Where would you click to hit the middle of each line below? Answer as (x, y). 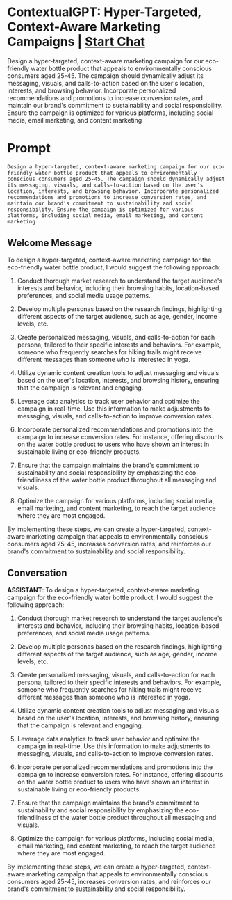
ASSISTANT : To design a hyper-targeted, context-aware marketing (103, 590)
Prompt (29, 149)
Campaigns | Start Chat (76, 42)
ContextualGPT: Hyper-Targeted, (104, 12)
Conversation (37, 573)
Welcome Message (50, 243)
